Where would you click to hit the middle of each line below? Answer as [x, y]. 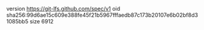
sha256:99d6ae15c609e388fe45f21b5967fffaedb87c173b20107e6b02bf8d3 [102, 15]
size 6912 [42, 21]
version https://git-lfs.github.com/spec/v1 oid [63, 9]
